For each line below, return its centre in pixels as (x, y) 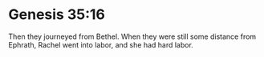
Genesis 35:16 (57, 15)
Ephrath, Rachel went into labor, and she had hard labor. (101, 44)
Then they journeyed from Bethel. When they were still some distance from (132, 36)
